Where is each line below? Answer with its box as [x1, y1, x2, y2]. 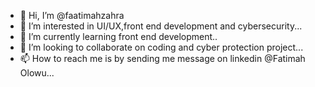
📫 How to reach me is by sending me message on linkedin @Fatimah [19, 53, 306, 64]
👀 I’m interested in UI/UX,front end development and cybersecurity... [19, 20, 303, 32]
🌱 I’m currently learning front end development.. [19, 31, 218, 42]
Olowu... [19, 67, 55, 79]
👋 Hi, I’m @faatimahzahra [19, 10, 125, 21]
